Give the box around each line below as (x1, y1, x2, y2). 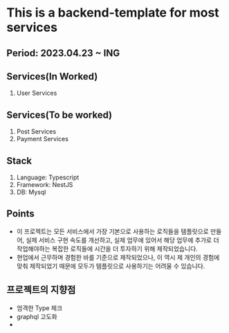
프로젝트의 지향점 (6, 284, 76, 296)
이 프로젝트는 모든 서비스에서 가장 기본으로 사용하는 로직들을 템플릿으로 (16, 227, 209, 235)
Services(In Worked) (6, 71, 98, 82)
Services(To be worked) (6, 109, 112, 120)
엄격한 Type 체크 (16, 303, 63, 312)
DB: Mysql (16, 188, 46, 197)
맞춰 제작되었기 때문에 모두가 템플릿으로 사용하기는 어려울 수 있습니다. (16, 262, 205, 270)
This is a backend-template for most (6, 5, 219, 21)
